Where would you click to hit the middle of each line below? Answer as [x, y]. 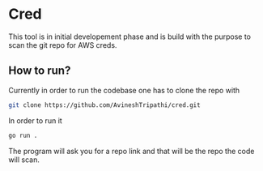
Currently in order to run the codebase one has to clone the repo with [124, 90]
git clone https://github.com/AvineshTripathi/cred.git [104, 105]
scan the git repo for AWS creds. [63, 45]
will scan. [24, 160]
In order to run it [35, 120]
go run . [23, 135]
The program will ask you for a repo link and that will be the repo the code [131, 151]
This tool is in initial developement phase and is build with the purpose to [130, 36]
